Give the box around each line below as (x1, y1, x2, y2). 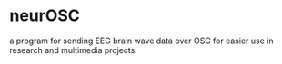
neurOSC (9, 5, 80, 26)
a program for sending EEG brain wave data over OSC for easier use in (9, 35, 274, 46)
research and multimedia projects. (9, 44, 138, 55)
